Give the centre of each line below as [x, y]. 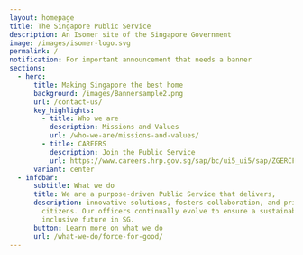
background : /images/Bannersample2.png [108, 93]
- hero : [32, 77]
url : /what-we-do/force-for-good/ [98, 236]
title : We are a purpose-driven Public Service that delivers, [155, 194]
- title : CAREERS [74, 144]
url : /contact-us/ [68, 102]
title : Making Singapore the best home [108, 85]
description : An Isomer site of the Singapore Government [120, 34]
